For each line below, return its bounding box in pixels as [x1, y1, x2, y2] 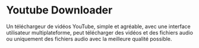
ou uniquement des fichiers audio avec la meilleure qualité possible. [6, 35, 172, 42]
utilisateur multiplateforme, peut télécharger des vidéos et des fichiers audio [6, 29, 193, 36]
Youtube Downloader [6, 4, 113, 17]
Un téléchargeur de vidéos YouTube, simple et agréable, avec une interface [6, 23, 191, 30]
